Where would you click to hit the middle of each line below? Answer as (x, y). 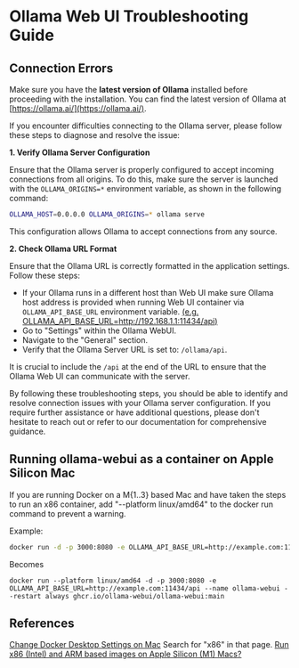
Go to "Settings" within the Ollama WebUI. (99, 330)
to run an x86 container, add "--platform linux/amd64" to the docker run (141, 504)
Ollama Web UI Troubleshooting (129, 16)
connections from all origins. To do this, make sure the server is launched (144, 179)
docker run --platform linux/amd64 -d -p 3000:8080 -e (113, 581)
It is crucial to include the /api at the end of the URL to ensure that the (138, 366)
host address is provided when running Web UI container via (133, 302)
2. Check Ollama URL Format (63, 248)
